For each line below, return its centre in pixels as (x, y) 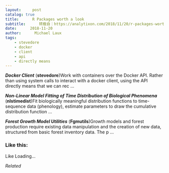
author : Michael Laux (33, 33)
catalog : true (20, 15)
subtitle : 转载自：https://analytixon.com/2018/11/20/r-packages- (80, 24)
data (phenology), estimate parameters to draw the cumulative (92, 106)
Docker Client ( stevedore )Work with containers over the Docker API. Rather (84, 75)
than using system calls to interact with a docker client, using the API (77, 81)
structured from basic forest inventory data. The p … (60, 132)
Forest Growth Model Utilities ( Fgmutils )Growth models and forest (75, 121)
